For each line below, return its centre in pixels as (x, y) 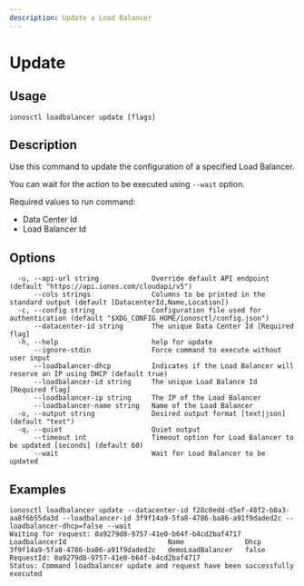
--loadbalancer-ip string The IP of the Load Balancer (147, 398)
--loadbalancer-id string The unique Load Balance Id (145, 382)
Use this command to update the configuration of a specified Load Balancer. (152, 167)
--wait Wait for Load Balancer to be (149, 454)
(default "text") (42, 422)
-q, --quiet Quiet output (109, 430)
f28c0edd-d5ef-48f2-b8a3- (241, 511)
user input (30, 358)
